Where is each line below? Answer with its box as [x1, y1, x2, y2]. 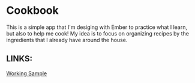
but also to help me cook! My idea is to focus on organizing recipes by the [6, 29, 189, 37]
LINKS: [6, 54, 33, 64]
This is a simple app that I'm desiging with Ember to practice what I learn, [6, 23, 188, 31]
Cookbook [6, 4, 59, 17]
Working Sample [6, 70, 47, 77]
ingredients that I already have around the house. [6, 36, 128, 43]
